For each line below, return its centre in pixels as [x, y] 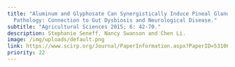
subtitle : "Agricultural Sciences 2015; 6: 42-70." [84, 27]
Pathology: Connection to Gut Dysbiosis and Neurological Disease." [115, 20]
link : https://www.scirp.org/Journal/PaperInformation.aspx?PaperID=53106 [119, 46]
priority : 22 [26, 53]
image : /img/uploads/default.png [56, 40]
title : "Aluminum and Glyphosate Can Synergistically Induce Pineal [109, 14]
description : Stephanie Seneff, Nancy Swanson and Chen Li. [97, 33]
